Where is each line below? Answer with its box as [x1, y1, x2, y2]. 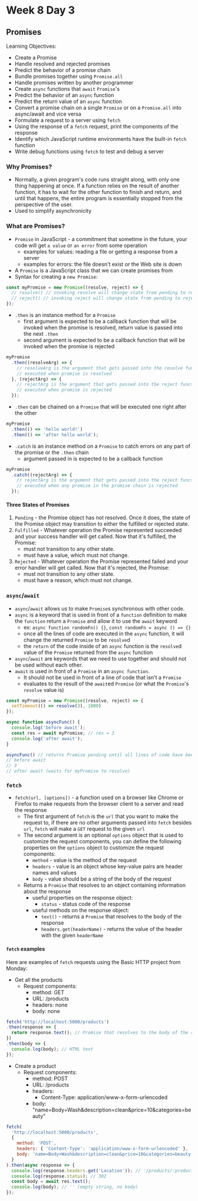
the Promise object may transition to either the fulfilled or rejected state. [14, 520, 190, 527]
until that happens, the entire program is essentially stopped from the [14, 195, 183, 202]
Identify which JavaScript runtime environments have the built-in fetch [14, 136, 187, 142]
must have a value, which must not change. [23, 552, 130, 559]
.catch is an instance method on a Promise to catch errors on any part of [14, 443, 190, 450]
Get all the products [14, 976, 63, 983]
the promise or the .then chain [14, 448, 90, 456]
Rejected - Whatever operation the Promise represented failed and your [14, 558, 189, 565]
